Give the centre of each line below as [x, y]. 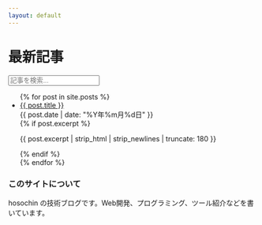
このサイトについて [45, 184]
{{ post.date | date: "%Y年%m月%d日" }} [86, 114]
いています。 [29, 212]
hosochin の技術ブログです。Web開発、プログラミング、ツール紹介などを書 [131, 203]
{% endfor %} [42, 162]
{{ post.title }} [42, 105]
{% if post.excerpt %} [55, 123]
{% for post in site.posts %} [65, 96]
